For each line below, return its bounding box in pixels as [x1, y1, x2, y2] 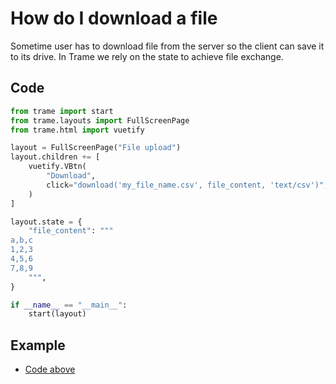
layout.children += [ [10, 152, 101, 162]
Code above [24, 363, 76, 376]
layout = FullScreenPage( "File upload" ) [10, 143, 182, 153]
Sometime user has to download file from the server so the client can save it [10, 40, 325, 52]
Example [10, 337, 66, 354]
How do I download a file [10, 7, 218, 30]
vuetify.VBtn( [28, 162, 87, 172]
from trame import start [10, 106, 114, 116]
